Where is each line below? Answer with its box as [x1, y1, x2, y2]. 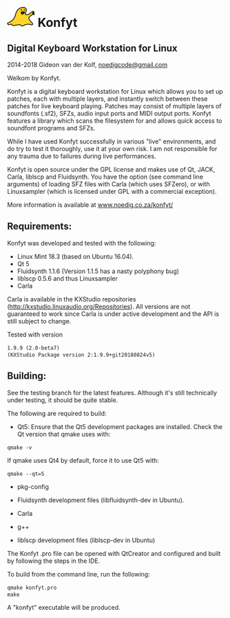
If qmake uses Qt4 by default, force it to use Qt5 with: [7, 456, 160, 464]
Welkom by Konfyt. [7, 74, 61, 82]
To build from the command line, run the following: [7, 570, 150, 578]
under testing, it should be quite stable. [7, 396, 118, 404]
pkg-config [17, 482, 50, 490]
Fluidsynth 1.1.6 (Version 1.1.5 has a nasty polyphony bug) [17, 267, 180, 275]
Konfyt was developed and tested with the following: [7, 239, 156, 247]
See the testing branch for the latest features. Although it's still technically [7, 388, 218, 397]
